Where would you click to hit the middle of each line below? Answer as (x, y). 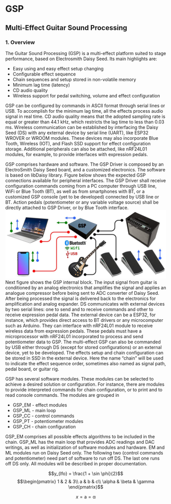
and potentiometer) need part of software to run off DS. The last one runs (82, 458)
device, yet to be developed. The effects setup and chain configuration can (84, 353)
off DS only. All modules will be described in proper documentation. (76, 464)
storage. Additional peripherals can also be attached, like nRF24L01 (76, 149)
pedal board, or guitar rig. (32, 369)
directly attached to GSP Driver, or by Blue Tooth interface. (67, 208)
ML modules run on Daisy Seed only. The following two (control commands (84, 453)
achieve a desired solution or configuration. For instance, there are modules (85, 384)
